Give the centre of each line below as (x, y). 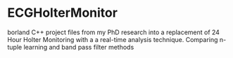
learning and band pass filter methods (79, 47)
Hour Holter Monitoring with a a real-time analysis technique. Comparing (113, 39)
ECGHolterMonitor (63, 13)
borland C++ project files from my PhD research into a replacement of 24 (114, 32)
